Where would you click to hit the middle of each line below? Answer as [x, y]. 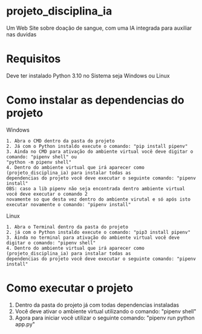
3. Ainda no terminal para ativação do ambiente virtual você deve [93, 238]
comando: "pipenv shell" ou [42, 157]
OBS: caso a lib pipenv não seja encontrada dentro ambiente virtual [96, 189]
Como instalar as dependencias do [95, 100]
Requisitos [34, 59]
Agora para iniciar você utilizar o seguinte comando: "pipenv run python [105, 318]
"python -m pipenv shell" [39, 162]
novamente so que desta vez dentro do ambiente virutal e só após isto [98, 199]
